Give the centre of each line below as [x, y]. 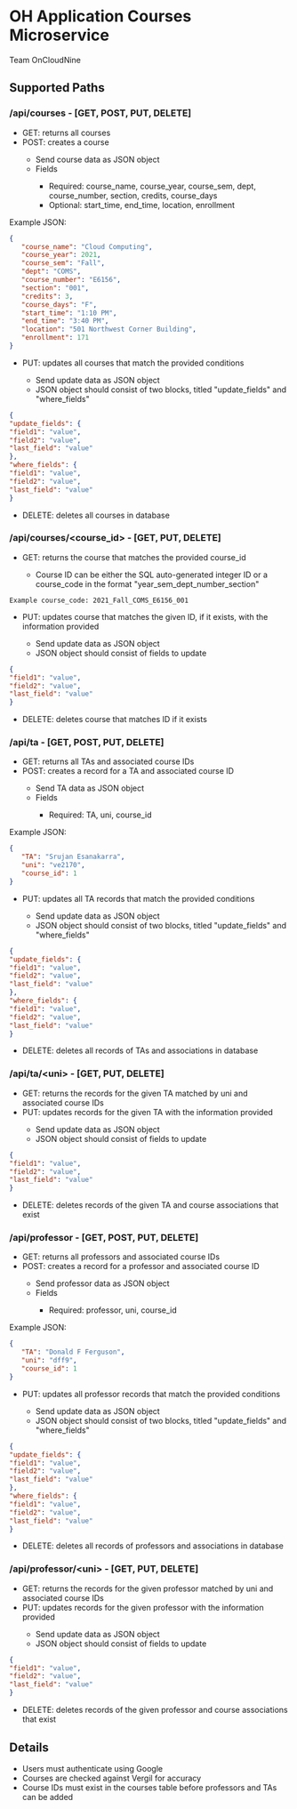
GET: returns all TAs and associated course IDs [108, 761]
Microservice [59, 35]
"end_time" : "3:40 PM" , [65, 321]
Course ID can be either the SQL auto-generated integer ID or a [152, 575]
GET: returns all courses [66, 133]
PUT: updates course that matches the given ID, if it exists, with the [145, 616]
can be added [48, 1797]
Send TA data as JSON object [90, 788]
